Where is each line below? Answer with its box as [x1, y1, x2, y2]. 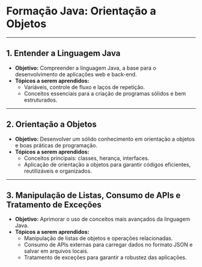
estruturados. [23, 96, 58, 103]
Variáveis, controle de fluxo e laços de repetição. [23, 83, 145, 91]
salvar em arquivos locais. [23, 248, 89, 255]
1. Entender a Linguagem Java [6, 48, 121, 58]
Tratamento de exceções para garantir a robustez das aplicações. [23, 254, 188, 261]
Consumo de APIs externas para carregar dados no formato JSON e [23, 241, 193, 248]
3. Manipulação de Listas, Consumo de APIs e [6, 190, 181, 200]
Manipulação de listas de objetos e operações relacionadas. [23, 235, 173, 242]
